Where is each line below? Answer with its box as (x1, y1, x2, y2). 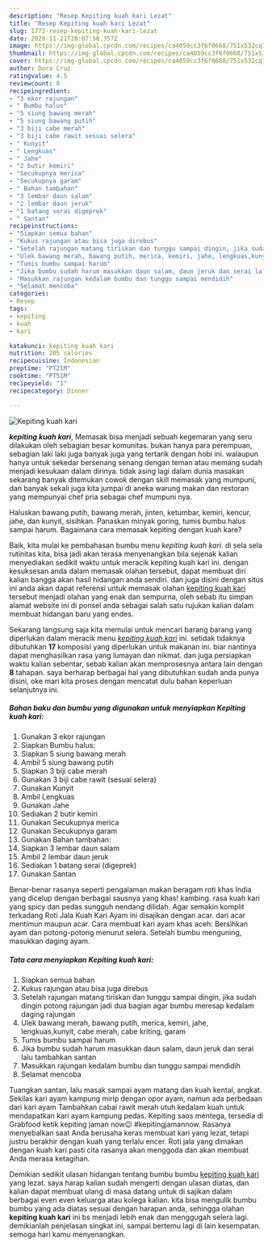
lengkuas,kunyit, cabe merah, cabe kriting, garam (20, 1027, 186, 1036)
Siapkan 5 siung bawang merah (20, 749, 126, 759)
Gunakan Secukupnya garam (20, 826, 118, 836)
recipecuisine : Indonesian (9, 357, 100, 365)
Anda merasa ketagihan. (9, 1154, 90, 1164)
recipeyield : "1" (9, 379, 68, 388)
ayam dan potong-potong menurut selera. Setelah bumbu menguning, (9, 928, 242, 938)
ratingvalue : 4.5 (9, 72, 68, 80)
